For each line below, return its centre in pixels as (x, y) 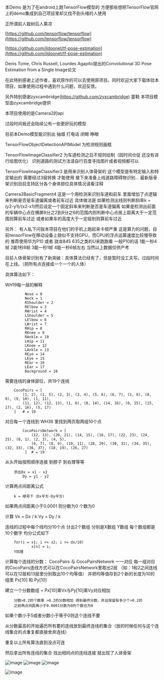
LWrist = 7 (36, 324)
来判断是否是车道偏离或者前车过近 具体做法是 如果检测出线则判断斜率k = (78, 200)
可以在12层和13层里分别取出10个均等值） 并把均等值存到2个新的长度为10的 (80, 574)
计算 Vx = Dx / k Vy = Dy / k (33, 516)
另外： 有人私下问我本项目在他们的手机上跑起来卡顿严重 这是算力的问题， (79, 229)
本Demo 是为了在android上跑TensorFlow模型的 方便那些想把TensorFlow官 (80, 7)
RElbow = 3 (36, 307)
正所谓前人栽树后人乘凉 (29, 24)
